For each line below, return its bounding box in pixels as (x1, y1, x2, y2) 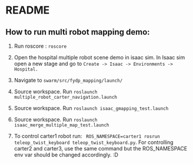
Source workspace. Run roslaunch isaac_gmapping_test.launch (14, 105, 169, 112)
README (5, 4, 50, 17)
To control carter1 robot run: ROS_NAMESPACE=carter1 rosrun (14, 133, 160, 139)
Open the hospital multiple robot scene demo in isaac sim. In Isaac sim (14, 54, 185, 61)
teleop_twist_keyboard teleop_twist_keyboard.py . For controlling (14, 139, 174, 146)
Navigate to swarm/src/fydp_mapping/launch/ (14, 77, 123, 83)
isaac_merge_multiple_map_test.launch (14, 122, 109, 128)
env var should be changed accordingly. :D (14, 151, 119, 158)
